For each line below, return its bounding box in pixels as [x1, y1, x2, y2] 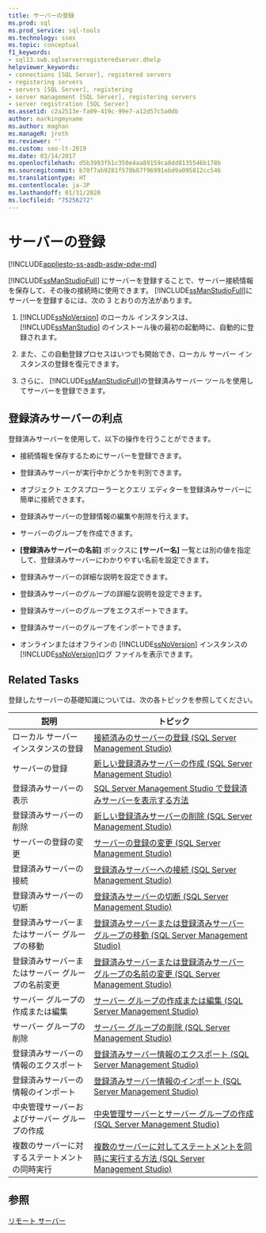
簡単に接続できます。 [19, 495, 89, 504]
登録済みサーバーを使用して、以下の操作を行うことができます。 [8, 434, 215, 444]
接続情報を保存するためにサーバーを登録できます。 [19, 451, 186, 460]
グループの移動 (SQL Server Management [93, 930, 248, 941]
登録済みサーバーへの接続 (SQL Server [93, 865, 237, 876]
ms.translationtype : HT [8, 174, 87, 183]
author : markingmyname [8, 115, 83, 123]
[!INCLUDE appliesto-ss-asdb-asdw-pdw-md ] [8, 260, 157, 269]
